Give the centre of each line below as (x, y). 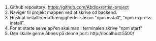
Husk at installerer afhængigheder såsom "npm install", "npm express (80, 18)
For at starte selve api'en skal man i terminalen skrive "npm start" (76, 28)
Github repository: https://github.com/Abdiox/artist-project (69, 7)
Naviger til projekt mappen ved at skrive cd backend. (63, 12)
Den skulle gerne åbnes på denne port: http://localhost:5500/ (72, 33)
